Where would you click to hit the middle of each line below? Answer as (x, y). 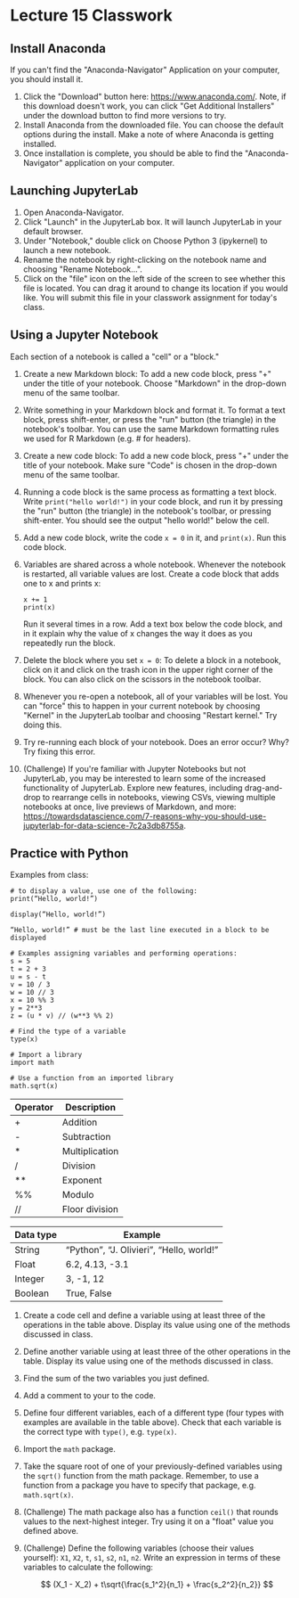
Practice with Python (69, 853)
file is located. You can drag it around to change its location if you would (155, 288)
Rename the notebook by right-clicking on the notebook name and (145, 259)
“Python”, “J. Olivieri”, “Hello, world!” (142, 1250)
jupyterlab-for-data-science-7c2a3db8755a (103, 825)
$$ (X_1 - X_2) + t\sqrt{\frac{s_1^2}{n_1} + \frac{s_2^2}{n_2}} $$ (157, 1585)
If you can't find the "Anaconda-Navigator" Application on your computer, (145, 70)
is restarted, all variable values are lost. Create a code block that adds (151, 574)
